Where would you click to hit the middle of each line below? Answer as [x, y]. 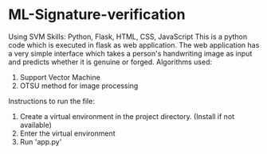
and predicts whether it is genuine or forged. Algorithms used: [110, 62]
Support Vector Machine [60, 77]
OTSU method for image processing [79, 86]
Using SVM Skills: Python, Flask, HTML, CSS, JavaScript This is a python [128, 37]
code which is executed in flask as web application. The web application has [134, 44]
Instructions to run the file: [52, 101]
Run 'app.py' [41, 141]
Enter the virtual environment [67, 133]
